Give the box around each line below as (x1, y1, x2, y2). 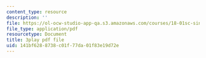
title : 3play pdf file (6, 37, 64, 43)
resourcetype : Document (6, 31, 67, 37)
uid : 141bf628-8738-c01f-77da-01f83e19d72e (6, 43, 120, 49)
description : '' (6, 14, 48, 21)
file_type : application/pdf (6, 25, 78, 32)
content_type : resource (6, 8, 67, 15)
